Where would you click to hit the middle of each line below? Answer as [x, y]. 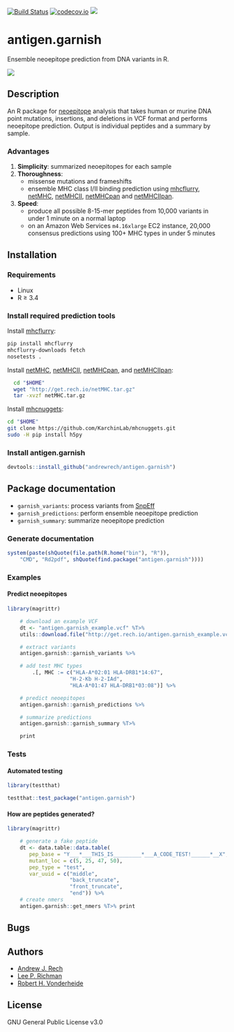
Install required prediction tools [62, 315]
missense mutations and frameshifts [80, 181]
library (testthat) [34, 786]
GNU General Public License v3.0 [55, 1022]
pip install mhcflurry [40, 344]
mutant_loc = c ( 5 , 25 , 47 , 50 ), [76, 861]
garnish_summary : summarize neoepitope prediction [91, 521]
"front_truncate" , [96, 887]
